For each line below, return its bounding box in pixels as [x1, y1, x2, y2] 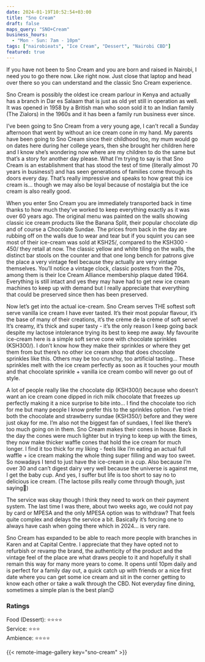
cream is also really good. [6, 187, 72, 195]
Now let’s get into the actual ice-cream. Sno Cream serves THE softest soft [6, 302, 196, 310]
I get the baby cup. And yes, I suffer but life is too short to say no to [6, 471, 176, 478]
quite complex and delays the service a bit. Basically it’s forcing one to [6, 515, 184, 523]
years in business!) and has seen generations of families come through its [6, 168, 193, 175]
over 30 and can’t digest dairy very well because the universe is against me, [6, 464, 199, 472]
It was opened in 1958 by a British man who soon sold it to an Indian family [6, 104, 195, 111]
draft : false [6, 20, 40, 26]
